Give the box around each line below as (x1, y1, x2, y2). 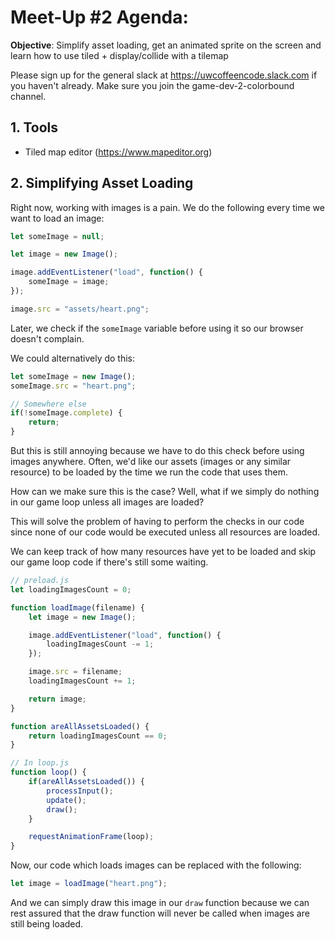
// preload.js (10, 576, 70, 586)
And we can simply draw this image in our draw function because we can (10, 897, 310, 909)
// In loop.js (10, 758, 70, 768)
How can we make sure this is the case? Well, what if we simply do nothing (10, 486, 320, 498)
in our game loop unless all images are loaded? (10, 496, 205, 508)
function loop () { (10, 767, 87, 778)
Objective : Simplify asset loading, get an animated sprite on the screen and (10, 39, 322, 51)
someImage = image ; (28, 277, 110, 287)
